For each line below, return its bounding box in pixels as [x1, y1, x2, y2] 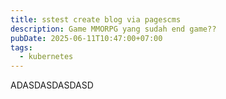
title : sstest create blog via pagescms [10, 14, 182, 25]
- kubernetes [19, 52, 74, 62]
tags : [10, 42, 33, 53]
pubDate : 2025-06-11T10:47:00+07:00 [10, 33, 163, 43]
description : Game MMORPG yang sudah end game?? [10, 24, 217, 34]
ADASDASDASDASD [10, 79, 94, 91]
